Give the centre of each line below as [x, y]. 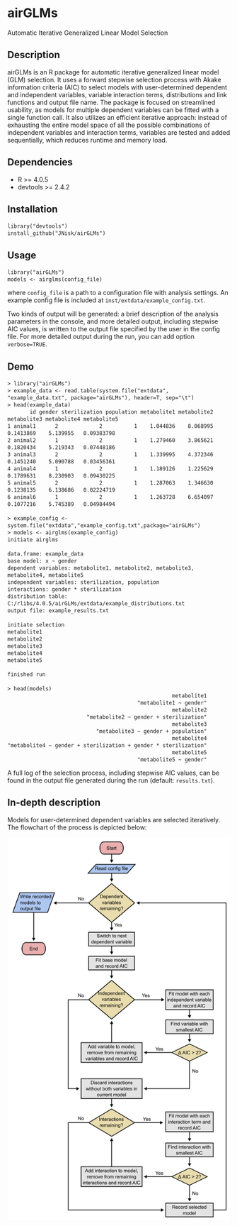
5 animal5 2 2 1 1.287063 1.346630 [110, 483]
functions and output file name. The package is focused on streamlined [111, 102]
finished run [27, 675]
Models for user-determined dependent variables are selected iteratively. [114, 819]
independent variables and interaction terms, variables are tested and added [119, 132]
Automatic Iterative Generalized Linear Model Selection [88, 33]
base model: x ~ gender [42, 561]
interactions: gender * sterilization [64, 590]
